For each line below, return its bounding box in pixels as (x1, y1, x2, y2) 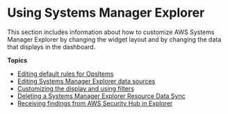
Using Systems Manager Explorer (7, 5, 205, 21)
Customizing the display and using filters (17, 84, 134, 92)
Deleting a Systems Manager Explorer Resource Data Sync (17, 92, 186, 100)
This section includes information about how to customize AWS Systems (7, 28, 215, 36)
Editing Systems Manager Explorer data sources (17, 76, 156, 85)
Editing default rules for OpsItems (17, 70, 114, 78)
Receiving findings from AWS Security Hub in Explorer (17, 99, 173, 107)
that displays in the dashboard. (7, 42, 96, 51)
